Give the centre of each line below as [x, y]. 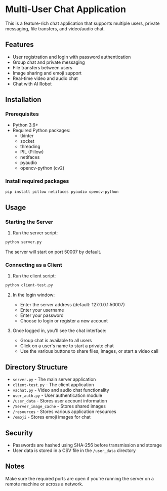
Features [19, 45]
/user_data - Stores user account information [60, 401]
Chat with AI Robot [32, 84]
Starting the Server [29, 222]
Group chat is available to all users [56, 341]
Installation [23, 100]
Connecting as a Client [34, 265]
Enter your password [42, 315]
